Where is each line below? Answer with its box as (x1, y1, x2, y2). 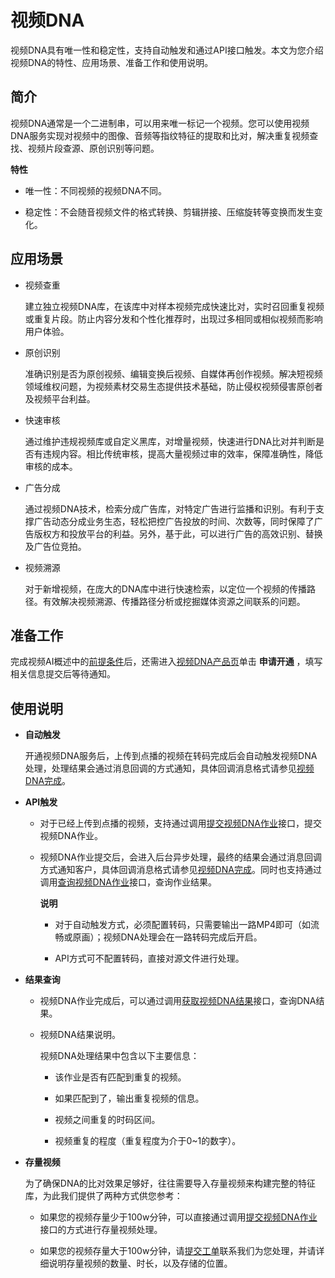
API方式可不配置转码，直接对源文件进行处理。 (54, 952, 245, 965)
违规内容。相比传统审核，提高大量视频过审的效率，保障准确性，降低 (42, 447, 323, 460)
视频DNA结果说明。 (39, 1029, 121, 1041)
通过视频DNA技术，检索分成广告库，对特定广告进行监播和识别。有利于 (24, 502, 317, 515)
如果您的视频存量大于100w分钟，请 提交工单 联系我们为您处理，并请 (39, 1245, 317, 1257)
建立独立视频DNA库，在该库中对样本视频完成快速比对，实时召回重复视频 (24, 300, 325, 312)
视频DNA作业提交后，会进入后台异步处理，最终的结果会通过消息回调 (39, 851, 322, 863)
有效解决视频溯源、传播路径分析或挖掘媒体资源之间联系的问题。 (42, 595, 306, 607)
